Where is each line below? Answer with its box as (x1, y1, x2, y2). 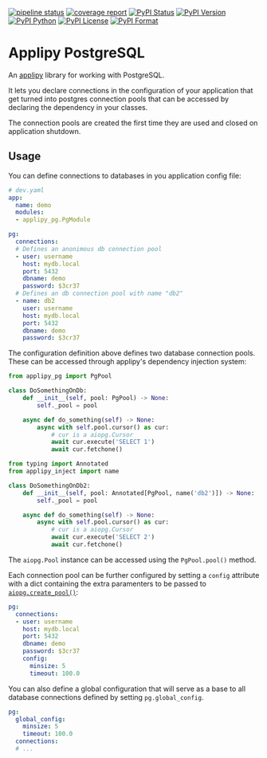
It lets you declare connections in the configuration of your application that (8, 85, 253, 95)
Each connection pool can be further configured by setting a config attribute (8, 570, 260, 579)
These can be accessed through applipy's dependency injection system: (8, 357, 247, 367)
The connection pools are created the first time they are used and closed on (8, 118, 258, 128)
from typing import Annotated (8, 460, 109, 468)
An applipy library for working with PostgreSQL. (8, 70, 165, 80)
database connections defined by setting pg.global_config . (8, 692, 204, 701)
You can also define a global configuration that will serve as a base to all (8, 684, 245, 693)
